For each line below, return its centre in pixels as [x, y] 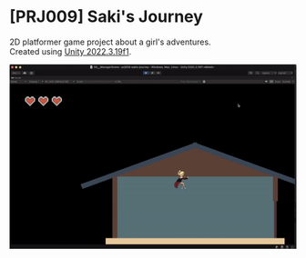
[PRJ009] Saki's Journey [106, 17]
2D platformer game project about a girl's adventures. [110, 42]
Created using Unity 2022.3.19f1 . [71, 51]
